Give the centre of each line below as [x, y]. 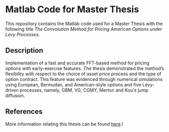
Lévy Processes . [23, 34]
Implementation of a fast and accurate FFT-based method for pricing [77, 63]
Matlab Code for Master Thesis [72, 9]
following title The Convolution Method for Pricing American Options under [84, 29]
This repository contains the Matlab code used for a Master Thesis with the [84, 24]
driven [12, 90]
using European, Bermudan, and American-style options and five [73, 84]
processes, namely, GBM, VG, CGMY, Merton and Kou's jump [84, 90]
